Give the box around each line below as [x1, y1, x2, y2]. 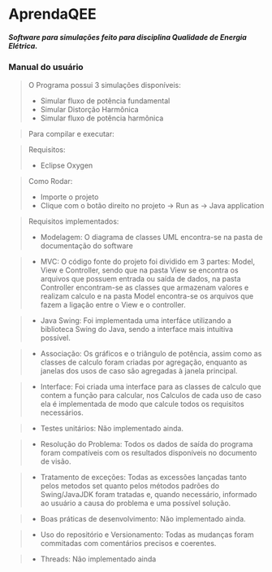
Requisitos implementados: [28, 216, 119, 226]
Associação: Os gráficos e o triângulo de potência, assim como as [40, 348, 262, 358]
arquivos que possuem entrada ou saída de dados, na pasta [40, 273, 241, 283]
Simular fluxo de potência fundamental [40, 95, 171, 106]
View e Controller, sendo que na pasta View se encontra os [40, 265, 239, 275]
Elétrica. [8, 41, 38, 50]
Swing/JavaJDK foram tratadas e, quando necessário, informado [40, 489, 257, 499]
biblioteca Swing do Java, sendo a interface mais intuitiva [40, 324, 234, 334]
